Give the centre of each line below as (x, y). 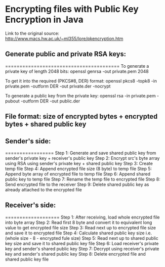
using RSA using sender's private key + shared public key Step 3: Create (79, 163)
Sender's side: (28, 141)
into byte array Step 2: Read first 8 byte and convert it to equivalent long (79, 222)
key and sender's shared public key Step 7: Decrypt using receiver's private (82, 249)
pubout (12, 101)
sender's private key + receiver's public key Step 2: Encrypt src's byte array (82, 158)
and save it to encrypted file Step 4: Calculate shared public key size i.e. (79, 233)
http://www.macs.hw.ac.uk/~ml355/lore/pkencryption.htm (64, 39)
